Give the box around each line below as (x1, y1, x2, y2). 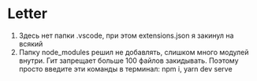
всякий (18, 39, 43, 48)
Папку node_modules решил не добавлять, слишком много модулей (18, 47, 249, 57)
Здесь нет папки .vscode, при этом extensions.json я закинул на (18, 31, 234, 40)
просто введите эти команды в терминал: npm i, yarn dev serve (18, 64, 233, 73)
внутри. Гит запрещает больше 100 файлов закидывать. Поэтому (18, 56, 239, 65)
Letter (7, 5, 48, 23)
